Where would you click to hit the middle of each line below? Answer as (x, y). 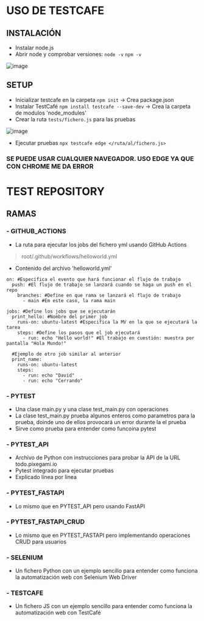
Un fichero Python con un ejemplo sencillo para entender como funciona (106, 571)
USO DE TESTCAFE (55, 11)
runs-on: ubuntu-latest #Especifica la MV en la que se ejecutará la (107, 322)
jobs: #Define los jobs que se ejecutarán (61, 311)
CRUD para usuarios (41, 541)
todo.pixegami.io (36, 464)
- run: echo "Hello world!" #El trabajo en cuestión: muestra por (108, 338)
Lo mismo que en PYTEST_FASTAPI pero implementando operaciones (103, 535)
